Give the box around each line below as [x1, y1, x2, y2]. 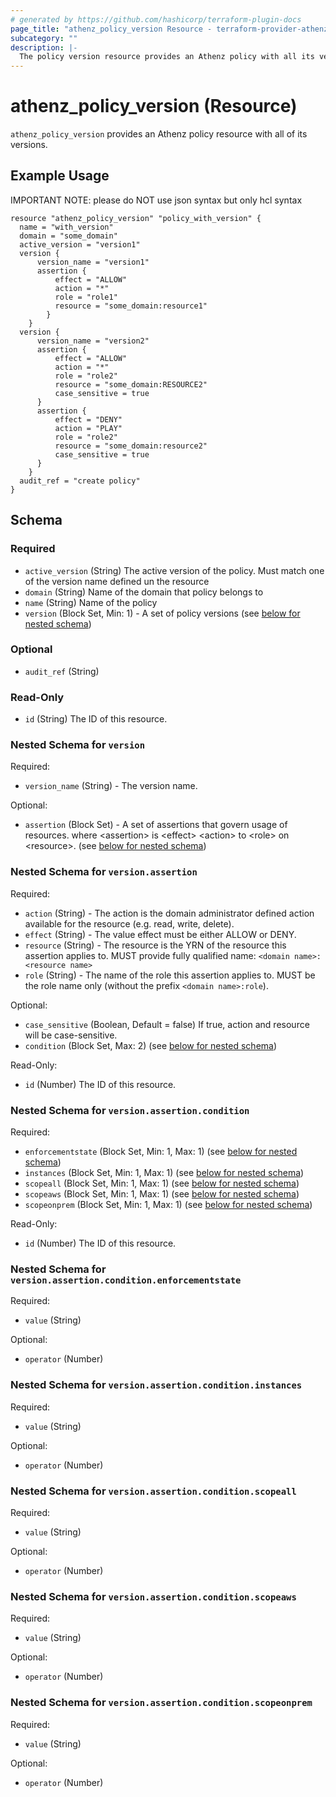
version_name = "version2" [36, 336, 150, 346]
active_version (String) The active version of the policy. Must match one [24, 564, 325, 576]
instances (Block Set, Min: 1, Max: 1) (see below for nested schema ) [24, 1167, 305, 1179]
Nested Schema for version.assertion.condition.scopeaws [10, 1589, 297, 1603]
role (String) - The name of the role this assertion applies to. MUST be [24, 969, 316, 981]
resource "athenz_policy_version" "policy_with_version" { [10, 213, 262, 223]
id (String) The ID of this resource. [24, 713, 168, 725]
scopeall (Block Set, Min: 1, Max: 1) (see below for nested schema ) [24, 1177, 300, 1190]
